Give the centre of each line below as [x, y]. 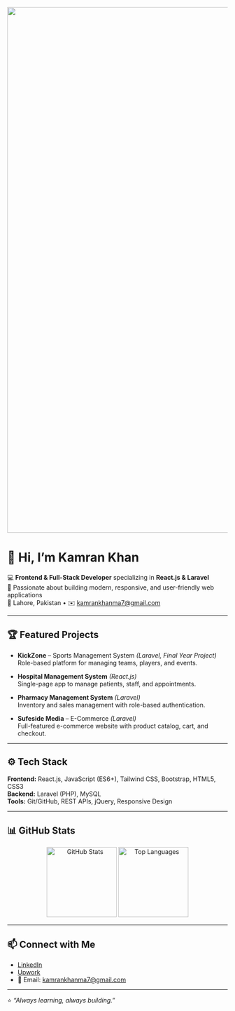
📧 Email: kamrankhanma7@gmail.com [72, 980]
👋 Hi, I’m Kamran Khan [73, 558]
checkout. [32, 733]
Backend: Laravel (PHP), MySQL [54, 794]
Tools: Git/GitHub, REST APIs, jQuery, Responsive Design [90, 801]
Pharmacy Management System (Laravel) [79, 697]
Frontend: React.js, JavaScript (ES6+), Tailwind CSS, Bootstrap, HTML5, [112, 779]
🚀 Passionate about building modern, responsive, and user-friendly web [111, 587]
